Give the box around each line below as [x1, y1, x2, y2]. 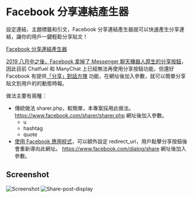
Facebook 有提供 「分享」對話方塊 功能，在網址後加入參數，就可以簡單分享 [6, 72, 186, 79]
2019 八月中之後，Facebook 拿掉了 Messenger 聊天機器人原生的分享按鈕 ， [6, 58, 187, 65]
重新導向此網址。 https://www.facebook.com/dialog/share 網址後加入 [19, 145, 187, 152]
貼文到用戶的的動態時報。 [6, 79, 68, 86]
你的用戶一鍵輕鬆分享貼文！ [21, 33, 88, 40]
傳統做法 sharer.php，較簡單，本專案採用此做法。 [14, 105, 134, 112]
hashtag [23, 124, 43, 131]
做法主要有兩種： [6, 92, 47, 99]
